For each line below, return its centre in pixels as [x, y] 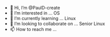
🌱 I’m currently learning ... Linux [43, 18]
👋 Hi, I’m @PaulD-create [35, 8]
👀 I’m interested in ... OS [35, 13]
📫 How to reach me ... [33, 29]
